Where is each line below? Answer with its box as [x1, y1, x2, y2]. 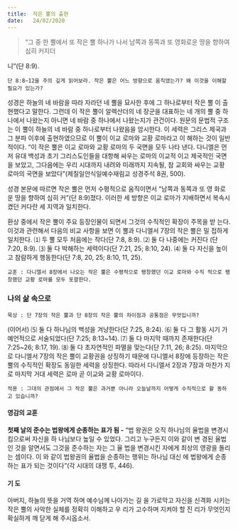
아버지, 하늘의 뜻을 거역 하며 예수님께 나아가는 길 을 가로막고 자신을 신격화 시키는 [7, 496, 231, 505]
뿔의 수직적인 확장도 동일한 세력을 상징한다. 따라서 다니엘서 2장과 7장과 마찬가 [7, 360, 223, 369]
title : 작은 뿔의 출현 [7, 10, 69, 18]
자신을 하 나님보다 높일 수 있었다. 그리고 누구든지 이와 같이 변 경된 [31, 435, 214, 443]
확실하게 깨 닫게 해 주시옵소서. [7, 514, 91, 523]
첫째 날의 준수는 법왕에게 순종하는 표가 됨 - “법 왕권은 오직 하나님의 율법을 [7, 426, 210, 434]
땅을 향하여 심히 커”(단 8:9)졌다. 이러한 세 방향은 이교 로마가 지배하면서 [14, 193, 212, 201]
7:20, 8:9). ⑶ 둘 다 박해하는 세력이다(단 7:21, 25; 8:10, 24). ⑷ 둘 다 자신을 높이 [7, 243, 228, 253]
